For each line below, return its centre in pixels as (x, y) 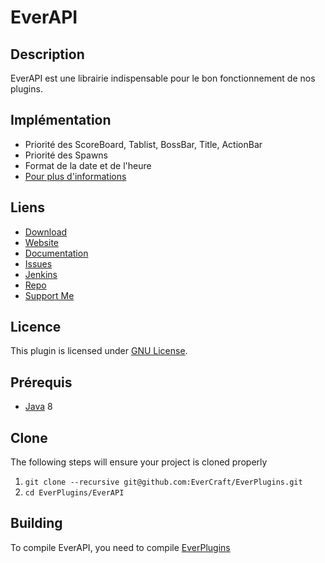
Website (42, 242)
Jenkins (41, 274)
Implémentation (61, 120)
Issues (38, 263)
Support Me (49, 295)
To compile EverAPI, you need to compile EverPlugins (120, 547)
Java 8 (38, 407)
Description (47, 54)
